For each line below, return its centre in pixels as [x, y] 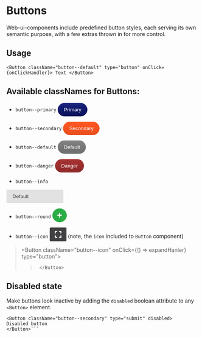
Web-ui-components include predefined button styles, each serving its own [101, 28]
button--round [33, 217]
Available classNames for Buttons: [73, 91]
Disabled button [27, 324]
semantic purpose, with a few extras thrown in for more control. [86, 34]
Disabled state [34, 286]
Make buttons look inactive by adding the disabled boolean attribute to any [100, 301]
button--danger [34, 166]
